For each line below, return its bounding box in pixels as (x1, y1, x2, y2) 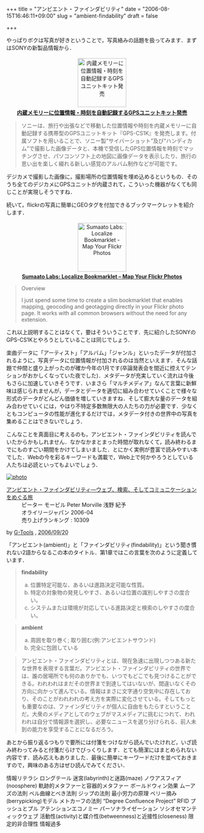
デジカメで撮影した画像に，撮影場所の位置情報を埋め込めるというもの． (6, 173, 187, 180)
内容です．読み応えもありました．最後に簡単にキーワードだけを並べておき (6, 754, 192, 761)
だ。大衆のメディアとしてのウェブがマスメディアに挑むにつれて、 (21, 710, 185, 718)
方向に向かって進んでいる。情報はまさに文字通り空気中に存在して (21, 688, 186, 695)
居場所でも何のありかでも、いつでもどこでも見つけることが (42, 673, 191, 679)
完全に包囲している (30, 644, 79, 651)
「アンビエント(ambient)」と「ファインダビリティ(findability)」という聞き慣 (6, 542, 197, 548)
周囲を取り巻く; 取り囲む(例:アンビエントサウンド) (30, 637, 156, 643)
